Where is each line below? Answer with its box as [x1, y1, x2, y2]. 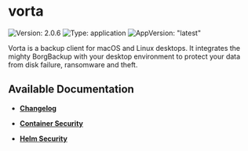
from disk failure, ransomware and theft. [8, 59, 138, 69]
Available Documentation [8, 83, 135, 96]
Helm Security [19, 134, 68, 143]
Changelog [19, 103, 57, 113]
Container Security [19, 118, 84, 128]
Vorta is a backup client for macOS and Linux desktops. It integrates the [8, 43, 241, 52]
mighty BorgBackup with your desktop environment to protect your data [8, 52, 241, 61]
